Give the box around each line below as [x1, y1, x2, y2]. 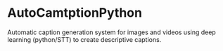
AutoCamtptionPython [7, 5, 143, 21]
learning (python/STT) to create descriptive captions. [7, 35, 162, 43]
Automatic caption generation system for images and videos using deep [7, 28, 216, 36]
